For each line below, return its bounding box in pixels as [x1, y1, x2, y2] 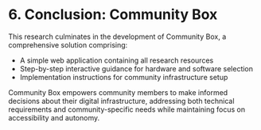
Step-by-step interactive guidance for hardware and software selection [19, 63, 253, 73]
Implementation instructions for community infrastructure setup [19, 72, 228, 82]
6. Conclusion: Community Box [8, 6, 218, 24]
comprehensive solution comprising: [8, 40, 128, 49]
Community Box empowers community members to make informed [8, 87, 228, 97]
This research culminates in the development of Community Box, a [8, 32, 227, 41]
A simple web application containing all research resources [19, 55, 214, 65]
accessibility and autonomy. [8, 113, 100, 122]
